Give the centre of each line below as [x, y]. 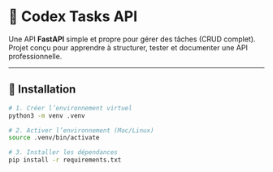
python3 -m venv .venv [47, 116]
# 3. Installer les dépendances [63, 153]
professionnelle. [35, 56]
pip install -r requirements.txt [65, 160]
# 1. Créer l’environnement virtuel [70, 108]
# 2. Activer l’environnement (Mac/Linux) [81, 130]
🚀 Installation [42, 90]
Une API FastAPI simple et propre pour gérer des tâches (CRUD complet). [132, 39]
